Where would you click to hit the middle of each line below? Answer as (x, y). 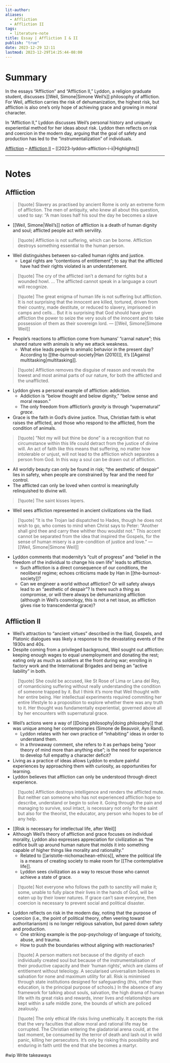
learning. (22, 771)
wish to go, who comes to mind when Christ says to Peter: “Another (88, 526)
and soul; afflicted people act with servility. (57, 230)
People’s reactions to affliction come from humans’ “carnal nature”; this (87, 339)
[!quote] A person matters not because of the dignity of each (81, 955)
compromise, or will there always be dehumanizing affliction (83, 595)
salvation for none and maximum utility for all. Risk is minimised (84, 976)
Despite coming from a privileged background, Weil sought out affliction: (88, 650)
